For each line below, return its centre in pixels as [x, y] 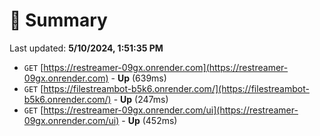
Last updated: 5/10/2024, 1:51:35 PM [86, 48]
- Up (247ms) [141, 99]
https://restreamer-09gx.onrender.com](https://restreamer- [166, 67]
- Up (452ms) [149, 120]
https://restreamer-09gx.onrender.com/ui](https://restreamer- [171, 110]
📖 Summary [58, 20]
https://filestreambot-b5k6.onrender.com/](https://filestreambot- [176, 88]
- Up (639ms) [138, 78]
